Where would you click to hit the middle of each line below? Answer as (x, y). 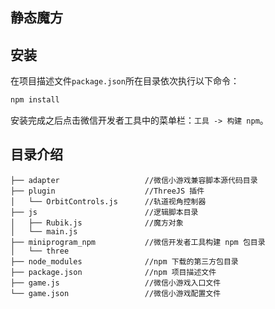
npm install (35, 100)
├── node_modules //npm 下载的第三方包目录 (124, 261)
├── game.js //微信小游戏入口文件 (116, 283)
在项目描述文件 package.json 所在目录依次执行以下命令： (125, 81)
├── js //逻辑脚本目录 (104, 212)
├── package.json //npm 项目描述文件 (113, 272)
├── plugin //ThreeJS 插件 (107, 191)
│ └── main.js (44, 231)
